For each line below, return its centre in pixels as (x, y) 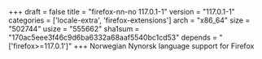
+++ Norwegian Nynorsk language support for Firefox (164, 46)
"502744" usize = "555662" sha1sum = (74, 29)
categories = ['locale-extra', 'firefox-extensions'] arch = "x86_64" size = (129, 20)
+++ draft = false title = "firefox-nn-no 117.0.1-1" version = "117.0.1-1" (122, 12)
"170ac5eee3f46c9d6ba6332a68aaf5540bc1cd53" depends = (113, 37)
